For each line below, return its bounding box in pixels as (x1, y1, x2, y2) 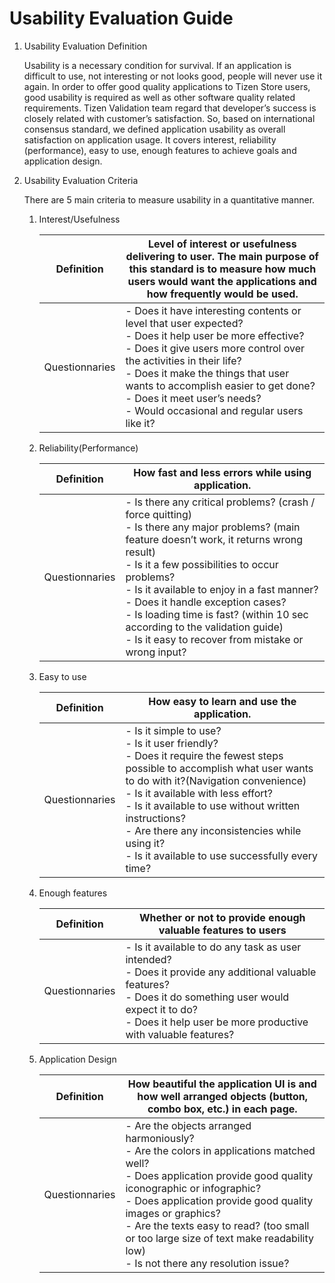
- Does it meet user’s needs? (125, 391, 262, 405)
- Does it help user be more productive (125, 1015, 309, 1029)
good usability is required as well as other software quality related (23, 91, 296, 103)
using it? (125, 836, 166, 850)
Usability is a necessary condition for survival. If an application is (23, 59, 292, 71)
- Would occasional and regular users (125, 403, 304, 417)
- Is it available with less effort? (125, 786, 273, 800)
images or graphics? (125, 1206, 221, 1220)
